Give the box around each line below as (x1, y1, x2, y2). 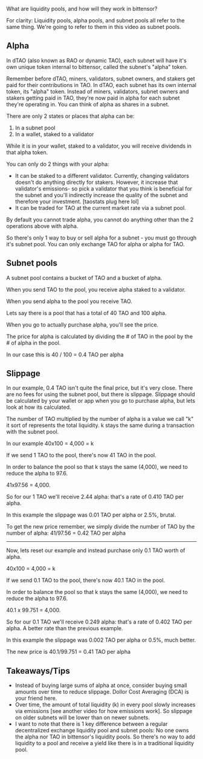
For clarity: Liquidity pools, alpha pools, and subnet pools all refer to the (6, 17, 185, 24)
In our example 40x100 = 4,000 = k (6, 440, 94, 447)
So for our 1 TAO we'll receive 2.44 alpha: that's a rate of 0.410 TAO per (6, 493, 184, 501)
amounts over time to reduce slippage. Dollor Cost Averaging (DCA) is (14, 688, 189, 695)
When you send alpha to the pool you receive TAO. (6, 298, 133, 305)
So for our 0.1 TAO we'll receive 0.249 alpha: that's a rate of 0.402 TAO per (6, 618, 192, 625)
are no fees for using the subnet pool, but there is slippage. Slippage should (6, 391, 195, 398)
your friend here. (14, 695, 57, 702)
